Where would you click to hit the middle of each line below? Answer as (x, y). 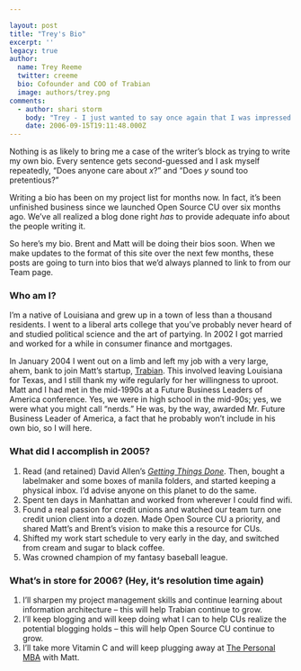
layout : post (34, 25)
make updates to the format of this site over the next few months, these (142, 254)
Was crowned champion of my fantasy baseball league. (125, 557)
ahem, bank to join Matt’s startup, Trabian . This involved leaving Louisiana (146, 371)
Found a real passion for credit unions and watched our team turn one (152, 509)
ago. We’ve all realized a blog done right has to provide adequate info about (150, 217)
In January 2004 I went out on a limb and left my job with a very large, (139, 362)
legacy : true (34, 50)
